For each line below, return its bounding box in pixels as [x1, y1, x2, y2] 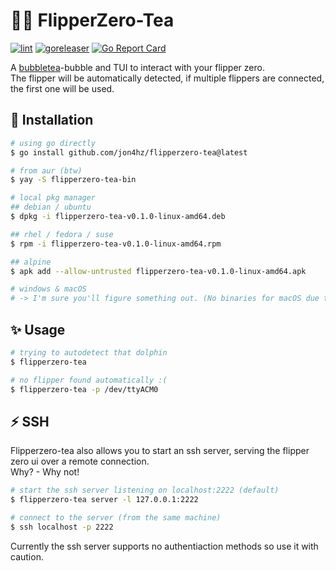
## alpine [10, 257, 52, 267]
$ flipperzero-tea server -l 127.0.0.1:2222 [10, 495, 199, 505]
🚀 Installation [10, 112, 94, 129]
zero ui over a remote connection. [10, 455, 150, 468]
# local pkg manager [10, 193, 97, 203]
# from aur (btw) [10, 165, 83, 176]
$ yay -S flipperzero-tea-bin [10, 175, 137, 185]
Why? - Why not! [10, 466, 80, 478]
